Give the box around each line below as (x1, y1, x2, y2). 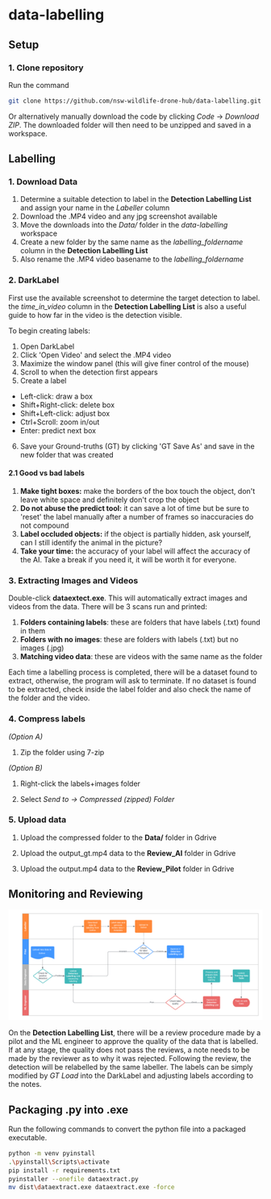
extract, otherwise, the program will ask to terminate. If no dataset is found (8, 676, 256, 686)
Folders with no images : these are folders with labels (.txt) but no (19, 635, 240, 645)
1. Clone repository (8, 62, 84, 73)
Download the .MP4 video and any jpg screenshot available (19, 211, 218, 221)
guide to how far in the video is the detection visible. (8, 310, 183, 320)
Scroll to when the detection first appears (19, 367, 159, 377)
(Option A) (8, 732, 43, 742)
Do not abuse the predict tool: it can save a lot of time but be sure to (19, 503, 250, 513)
